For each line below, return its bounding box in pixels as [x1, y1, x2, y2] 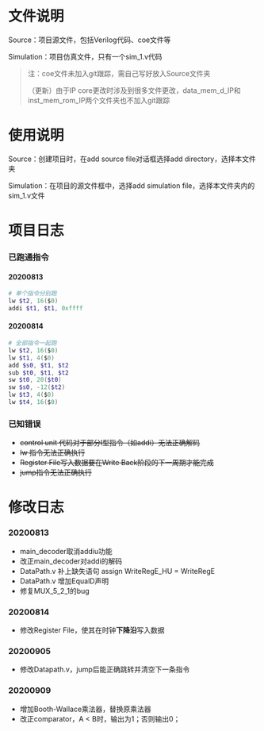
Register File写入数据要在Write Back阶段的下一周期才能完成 [19, 458, 214, 467]
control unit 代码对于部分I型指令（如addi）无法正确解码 [19, 438, 201, 448]
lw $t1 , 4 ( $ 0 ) [8, 354, 55, 362]
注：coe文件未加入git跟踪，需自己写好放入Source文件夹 [27, 68, 211, 78]
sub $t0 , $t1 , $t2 [8, 368, 69, 377]
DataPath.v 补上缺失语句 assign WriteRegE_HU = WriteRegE [19, 566, 216, 575]
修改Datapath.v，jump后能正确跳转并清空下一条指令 [19, 664, 190, 675]
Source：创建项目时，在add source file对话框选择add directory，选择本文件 [8, 154, 256, 164]
